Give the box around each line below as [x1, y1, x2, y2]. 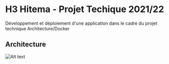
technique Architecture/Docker [5, 25, 70, 31]
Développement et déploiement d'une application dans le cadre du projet [5, 20, 158, 26]
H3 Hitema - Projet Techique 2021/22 [5, 4, 164, 15]
